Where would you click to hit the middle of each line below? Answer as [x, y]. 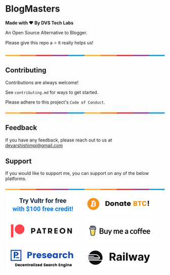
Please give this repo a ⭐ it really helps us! [49, 42]
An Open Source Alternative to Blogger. [46, 32]
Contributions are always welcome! [42, 82]
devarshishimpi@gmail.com [34, 145]
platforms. [16, 179]
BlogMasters [33, 9]
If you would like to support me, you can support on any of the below [77, 173]
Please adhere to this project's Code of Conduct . [55, 102]
